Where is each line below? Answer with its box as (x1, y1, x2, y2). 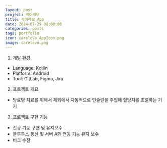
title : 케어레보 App (5, 17, 44, 22)
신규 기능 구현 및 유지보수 (12, 124, 63, 130)
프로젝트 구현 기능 (12, 114, 48, 120)
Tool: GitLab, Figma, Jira (12, 75, 64, 81)
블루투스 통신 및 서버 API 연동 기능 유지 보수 (12, 131, 99, 137)
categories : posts (5, 26, 44, 31)
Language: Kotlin (12, 65, 48, 71)
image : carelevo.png (5, 40, 49, 45)
